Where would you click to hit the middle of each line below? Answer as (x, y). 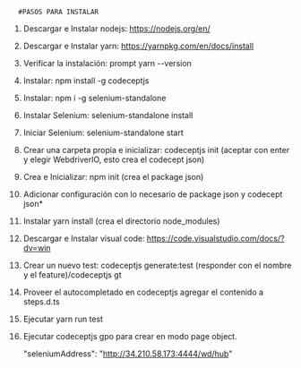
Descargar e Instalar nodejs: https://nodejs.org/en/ (117, 29)
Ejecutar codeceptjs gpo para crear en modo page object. (130, 336)
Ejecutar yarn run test (63, 319)
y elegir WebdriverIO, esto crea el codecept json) (114, 159)
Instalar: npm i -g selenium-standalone (95, 98)
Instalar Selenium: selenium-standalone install (108, 115)
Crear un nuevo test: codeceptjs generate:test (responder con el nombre (157, 265)
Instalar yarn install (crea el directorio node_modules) (121, 221)
